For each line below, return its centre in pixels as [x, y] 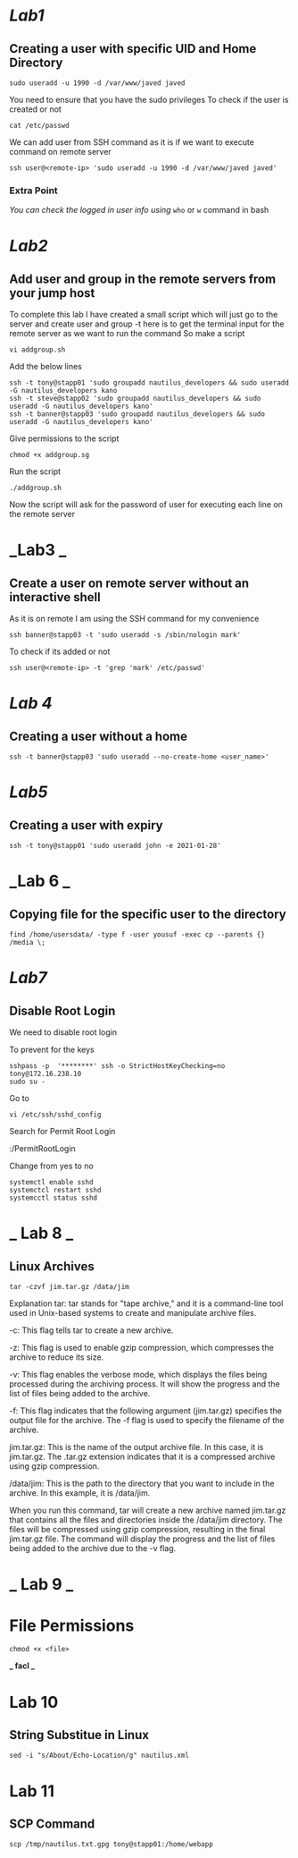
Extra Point [33, 191]
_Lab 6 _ [40, 881]
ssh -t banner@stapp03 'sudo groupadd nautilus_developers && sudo [137, 414]
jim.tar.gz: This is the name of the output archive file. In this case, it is [137, 1447]
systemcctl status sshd [54, 1198]
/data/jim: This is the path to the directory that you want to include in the [142, 1484]
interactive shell [55, 597]
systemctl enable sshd [51, 1183]
